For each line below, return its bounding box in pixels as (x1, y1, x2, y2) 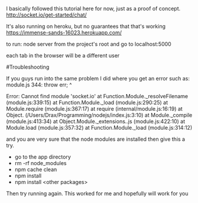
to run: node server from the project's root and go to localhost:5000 (6, 41, 171, 47)
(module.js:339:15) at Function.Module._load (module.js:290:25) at (6, 99, 168, 106)
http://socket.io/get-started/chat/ (6, 11, 87, 18)
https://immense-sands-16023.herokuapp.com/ (6, 29, 122, 36)
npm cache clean (14, 166, 57, 173)
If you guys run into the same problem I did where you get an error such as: (6, 75, 190, 82)
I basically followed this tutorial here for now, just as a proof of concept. (6, 5, 181, 12)
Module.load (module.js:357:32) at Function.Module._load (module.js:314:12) (6, 124, 193, 131)
